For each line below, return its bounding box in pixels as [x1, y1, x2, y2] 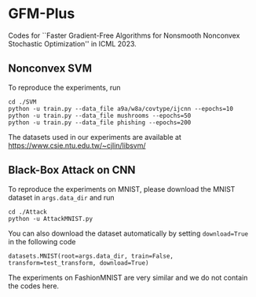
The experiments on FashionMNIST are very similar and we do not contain [8, 273, 248, 282]
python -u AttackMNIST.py [8, 214, 93, 222]
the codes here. [8, 280, 60, 291]
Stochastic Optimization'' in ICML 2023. [8, 38, 137, 48]
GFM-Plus [8, 5, 75, 23]
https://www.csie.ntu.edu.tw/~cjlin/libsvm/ [8, 141, 147, 150]
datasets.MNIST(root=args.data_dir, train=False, [8, 252, 174, 260]
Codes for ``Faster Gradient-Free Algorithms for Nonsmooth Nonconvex [8, 31, 240, 40]
